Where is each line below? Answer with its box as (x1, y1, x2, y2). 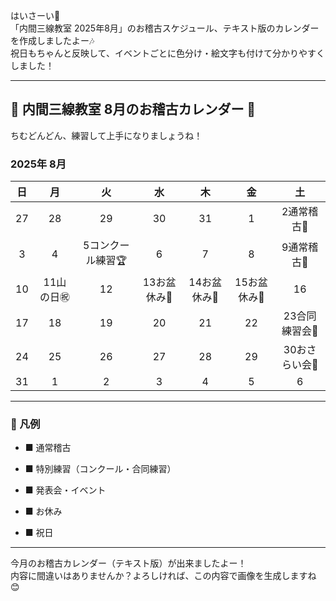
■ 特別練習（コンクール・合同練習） (24, 463, 177, 475)
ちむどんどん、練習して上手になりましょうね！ (10, 129, 203, 141)
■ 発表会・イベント (24, 484, 107, 496)
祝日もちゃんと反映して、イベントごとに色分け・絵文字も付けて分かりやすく (10, 47, 325, 59)
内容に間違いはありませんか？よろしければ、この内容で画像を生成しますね (10, 570, 317, 582)
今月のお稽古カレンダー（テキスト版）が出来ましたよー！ (10, 557, 247, 569)
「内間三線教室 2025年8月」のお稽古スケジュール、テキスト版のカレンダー (10, 22, 320, 34)
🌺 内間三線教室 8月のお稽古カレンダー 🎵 (10, 101, 257, 118)
